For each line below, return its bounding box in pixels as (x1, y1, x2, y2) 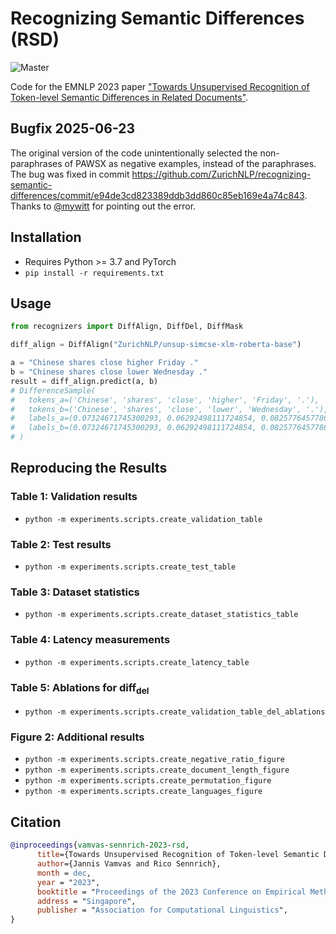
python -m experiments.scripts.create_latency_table (24, 657, 250, 667)
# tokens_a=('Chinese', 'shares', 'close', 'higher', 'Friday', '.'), (10, 395, 320, 405)
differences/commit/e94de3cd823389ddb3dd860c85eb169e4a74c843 (10, 189, 305, 201)
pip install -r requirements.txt (24, 268, 165, 278)
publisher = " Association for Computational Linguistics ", (36, 905, 288, 916)
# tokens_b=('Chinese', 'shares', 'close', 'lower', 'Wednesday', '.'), (10, 404, 329, 414)
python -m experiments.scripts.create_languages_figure (24, 787, 263, 797)
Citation (10, 813, 62, 831)
